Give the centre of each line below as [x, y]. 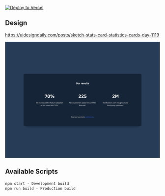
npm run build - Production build [41, 188]
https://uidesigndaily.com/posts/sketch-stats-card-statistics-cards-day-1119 [82, 35]
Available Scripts [31, 172]
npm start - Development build [37, 183]
